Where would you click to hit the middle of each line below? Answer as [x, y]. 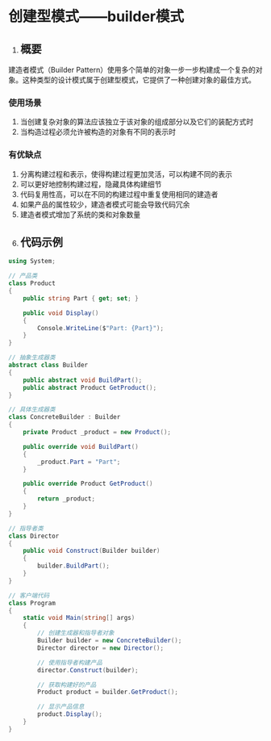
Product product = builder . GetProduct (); [108, 692]
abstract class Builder [48, 365]
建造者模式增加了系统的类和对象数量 [80, 214]
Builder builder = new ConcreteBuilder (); [110, 641]
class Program [32, 603]
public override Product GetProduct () [88, 484]
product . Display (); [70, 714]
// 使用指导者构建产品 [70, 663]
